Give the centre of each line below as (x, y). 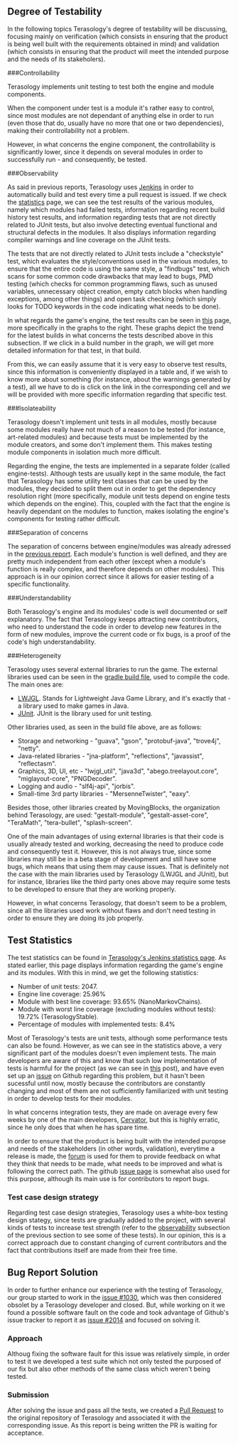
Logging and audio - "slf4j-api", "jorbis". (76, 786)
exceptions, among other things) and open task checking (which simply (112, 298)
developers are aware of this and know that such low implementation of (112, 1060)
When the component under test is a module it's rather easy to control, (111, 108)
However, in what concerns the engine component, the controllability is (112, 144)
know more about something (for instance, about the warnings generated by (119, 379)
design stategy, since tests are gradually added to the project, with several (117, 1220)
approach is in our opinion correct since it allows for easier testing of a (111, 576)
